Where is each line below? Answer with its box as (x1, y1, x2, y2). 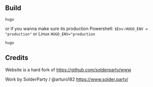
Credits (5, 54, 29, 62)
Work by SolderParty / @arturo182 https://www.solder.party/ (5, 76, 129, 82)
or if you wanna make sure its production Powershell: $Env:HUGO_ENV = (5, 26, 148, 31)
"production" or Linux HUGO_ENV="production (5, 30, 96, 36)
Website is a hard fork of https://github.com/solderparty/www (5, 66, 131, 73)
